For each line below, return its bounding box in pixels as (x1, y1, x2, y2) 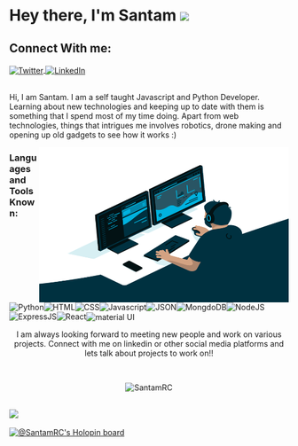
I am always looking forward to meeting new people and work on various (16, 329, 282, 340)
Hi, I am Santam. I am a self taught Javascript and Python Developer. (9, 91, 260, 102)
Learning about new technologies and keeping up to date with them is (9, 101, 264, 112)
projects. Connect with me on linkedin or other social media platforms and (13, 339, 285, 349)
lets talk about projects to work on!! (84, 348, 214, 359)
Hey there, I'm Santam (9, 5, 177, 26)
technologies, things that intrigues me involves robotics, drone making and (9, 120, 282, 130)
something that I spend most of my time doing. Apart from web (9, 110, 239, 121)
